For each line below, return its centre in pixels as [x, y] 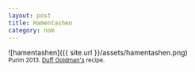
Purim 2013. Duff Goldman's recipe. [57, 60]
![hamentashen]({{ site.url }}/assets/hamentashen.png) [98, 53]
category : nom [32, 30]
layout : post [30, 15]
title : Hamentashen [40, 23]
